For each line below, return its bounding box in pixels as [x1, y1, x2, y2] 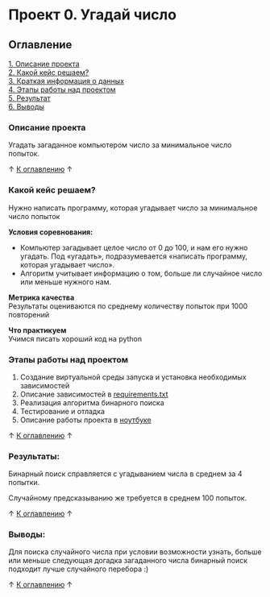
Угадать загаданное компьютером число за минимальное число [8, 140, 232, 150]
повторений [8, 309, 50, 319]
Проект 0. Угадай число [8, 6, 177, 24]
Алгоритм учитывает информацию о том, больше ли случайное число [19, 268, 263, 278]
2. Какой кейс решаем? [8, 68, 89, 77]
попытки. [8, 478, 40, 487]
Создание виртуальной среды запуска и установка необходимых [19, 372, 247, 382]
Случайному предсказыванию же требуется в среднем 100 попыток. [8, 493, 247, 503]
